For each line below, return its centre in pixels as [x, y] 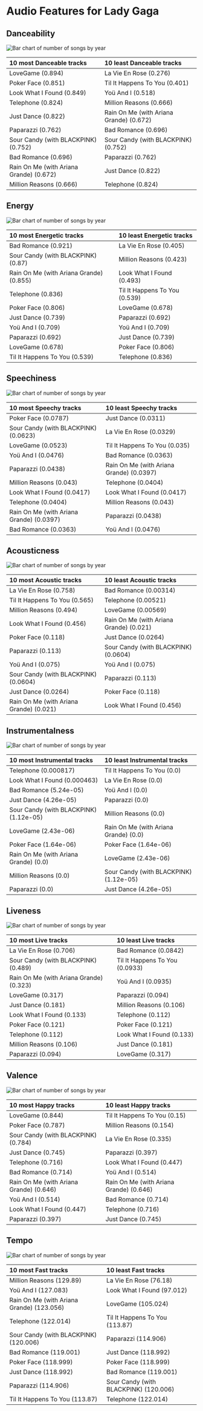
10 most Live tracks [39, 941]
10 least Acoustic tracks [141, 581]
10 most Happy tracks [42, 1105]
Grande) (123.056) [37, 1307]
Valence [22, 1076]
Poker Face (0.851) [37, 83]
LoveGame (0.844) [37, 1115]
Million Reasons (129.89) [45, 1280]
